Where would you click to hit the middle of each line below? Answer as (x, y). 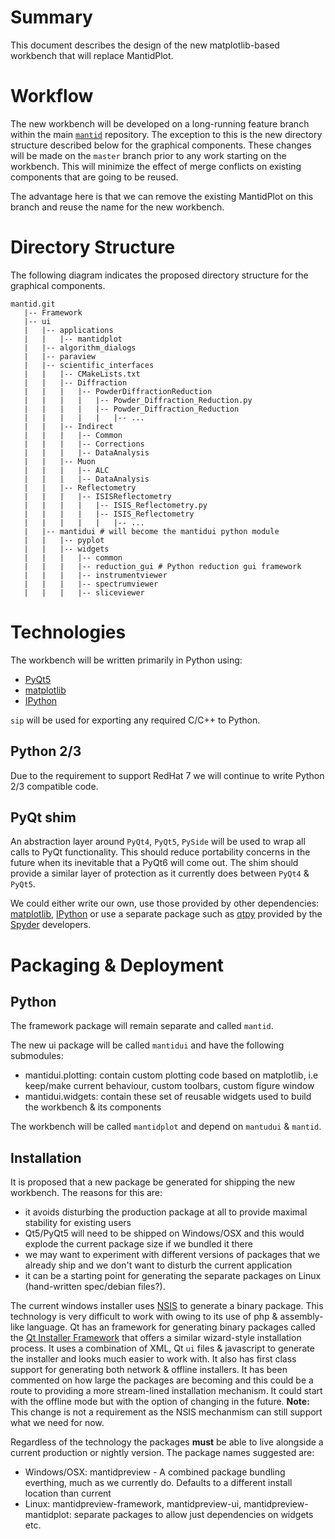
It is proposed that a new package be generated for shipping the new (153, 1182)
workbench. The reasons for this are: (86, 1193)
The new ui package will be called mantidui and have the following (147, 1045)
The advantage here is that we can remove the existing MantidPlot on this (162, 196)
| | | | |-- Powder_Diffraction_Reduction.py (138, 400)
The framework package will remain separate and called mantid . (142, 1026)
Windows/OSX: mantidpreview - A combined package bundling (155, 1472)
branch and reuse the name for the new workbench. (117, 207)
